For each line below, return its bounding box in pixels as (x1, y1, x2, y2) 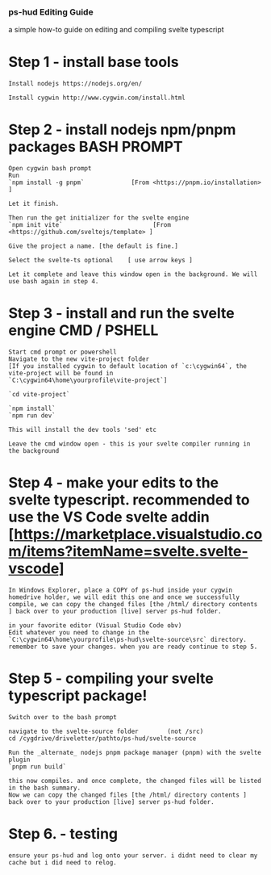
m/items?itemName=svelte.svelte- (8, 542, 248, 561)
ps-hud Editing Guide (8, 6, 94, 18)
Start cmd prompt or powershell (8, 348, 117, 357)
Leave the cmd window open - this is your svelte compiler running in (8, 440, 251, 448)
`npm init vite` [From (8, 221, 172, 229)
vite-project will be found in (8, 370, 114, 378)
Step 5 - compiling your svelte (8, 669, 214, 688)
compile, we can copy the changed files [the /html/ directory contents (8, 601, 258, 609)
